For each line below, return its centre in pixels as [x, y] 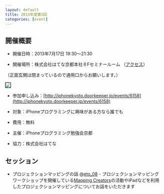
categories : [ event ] [27, 19]
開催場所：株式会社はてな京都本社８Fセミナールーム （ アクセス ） [80, 64]
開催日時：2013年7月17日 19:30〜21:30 [52, 54]
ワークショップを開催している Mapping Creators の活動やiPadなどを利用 [86, 180]
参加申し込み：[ [28, 96]
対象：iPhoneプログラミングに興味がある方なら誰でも [68, 112]
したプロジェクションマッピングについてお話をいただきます [73, 186]
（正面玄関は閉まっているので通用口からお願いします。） [63, 75]
